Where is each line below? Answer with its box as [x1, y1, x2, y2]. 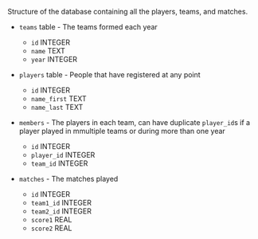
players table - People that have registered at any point [18, 70, 201, 79]
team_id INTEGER [30, 159, 88, 168]
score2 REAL [30, 223, 72, 233]
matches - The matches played [18, 174, 119, 183]
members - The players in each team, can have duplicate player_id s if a [18, 118, 251, 127]
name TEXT [30, 46, 65, 55]
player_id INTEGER [30, 151, 96, 159]
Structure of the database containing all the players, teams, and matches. [7, 7, 248, 16]
